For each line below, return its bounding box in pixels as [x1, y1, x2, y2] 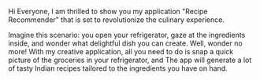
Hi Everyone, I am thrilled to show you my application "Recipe [8, 7, 208, 16]
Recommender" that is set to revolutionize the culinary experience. [8, 15, 225, 24]
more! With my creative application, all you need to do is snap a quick [8, 47, 234, 56]
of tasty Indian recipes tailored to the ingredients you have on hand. [8, 64, 228, 73]
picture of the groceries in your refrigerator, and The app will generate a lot [8, 55, 252, 64]
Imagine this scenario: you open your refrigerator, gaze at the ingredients [8, 31, 246, 39]
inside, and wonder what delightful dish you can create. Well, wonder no [8, 39, 243, 48]
